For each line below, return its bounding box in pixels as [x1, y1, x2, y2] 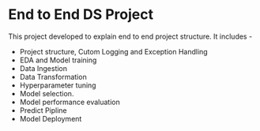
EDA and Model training [19, 55, 97, 65]
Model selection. [19, 88, 74, 98]
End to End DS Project [8, 6, 154, 24]
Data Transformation [19, 72, 87, 81]
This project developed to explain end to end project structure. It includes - [8, 32, 253, 41]
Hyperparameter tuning [19, 80, 96, 90]
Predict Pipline [19, 105, 67, 115]
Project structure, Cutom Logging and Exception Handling [19, 47, 208, 56]
